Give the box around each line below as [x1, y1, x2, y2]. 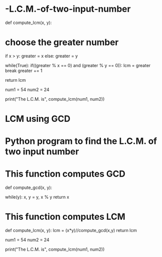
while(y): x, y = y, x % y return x [5, 194, 69, 200]
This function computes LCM [5, 211, 126, 222]
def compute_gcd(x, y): [5, 185, 52, 190]
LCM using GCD [5, 114, 70, 124]
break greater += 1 [5, 68, 43, 73]
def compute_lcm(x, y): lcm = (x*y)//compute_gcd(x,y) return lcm [5, 228, 137, 234]
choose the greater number [5, 37, 119, 48]
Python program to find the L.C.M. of [5, 136, 158, 147]
